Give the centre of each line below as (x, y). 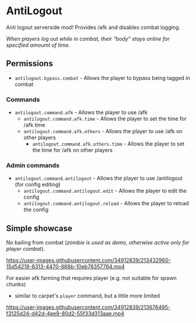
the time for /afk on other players (73, 150)
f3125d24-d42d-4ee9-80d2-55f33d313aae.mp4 (65, 314)
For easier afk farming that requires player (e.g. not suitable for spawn (92, 278)
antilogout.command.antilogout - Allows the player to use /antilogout (99, 178)
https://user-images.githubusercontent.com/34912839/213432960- (89, 260)
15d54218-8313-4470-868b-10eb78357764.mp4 (66, 267)
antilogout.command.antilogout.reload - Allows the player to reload (106, 204)
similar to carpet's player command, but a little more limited (87, 296)
